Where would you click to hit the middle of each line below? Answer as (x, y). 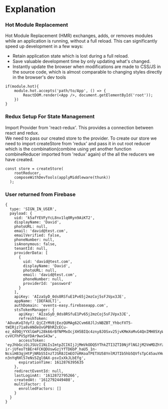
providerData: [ (31, 253)
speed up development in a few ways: (44, 47)
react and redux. (22, 133)
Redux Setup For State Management (50, 117)
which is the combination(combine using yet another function (68, 149)
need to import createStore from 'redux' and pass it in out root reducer (78, 143)
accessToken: (32, 341)
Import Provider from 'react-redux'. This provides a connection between (79, 127)
